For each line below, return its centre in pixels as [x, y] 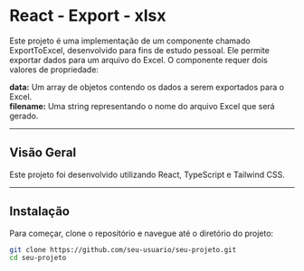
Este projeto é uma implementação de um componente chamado [130, 41]
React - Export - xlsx [88, 16]
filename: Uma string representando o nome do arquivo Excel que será [142, 106]
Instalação [40, 212]
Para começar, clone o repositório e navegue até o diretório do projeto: [142, 233]
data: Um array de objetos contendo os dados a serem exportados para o [147, 87]
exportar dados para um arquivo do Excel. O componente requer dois [139, 60]
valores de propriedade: [54, 70]
